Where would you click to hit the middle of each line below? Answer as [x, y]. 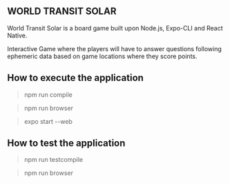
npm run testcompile [54, 160]
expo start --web [48, 121]
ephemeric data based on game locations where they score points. [103, 56]
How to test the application [66, 144]
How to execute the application [75, 78]
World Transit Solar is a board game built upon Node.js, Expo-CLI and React [115, 28]
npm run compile [48, 94]
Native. [17, 35]
